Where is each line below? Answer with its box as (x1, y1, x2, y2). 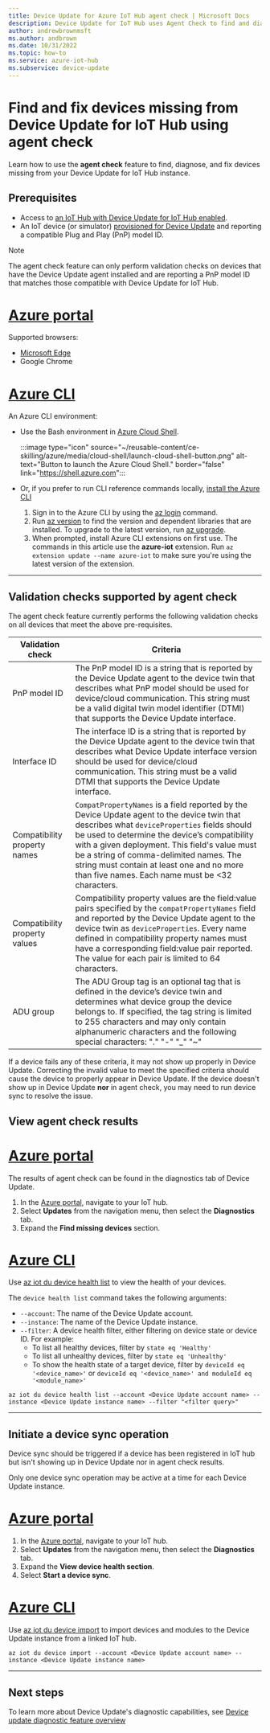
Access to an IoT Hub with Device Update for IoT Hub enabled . (19, 212, 228, 222)
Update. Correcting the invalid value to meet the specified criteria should (8, 1066, 249, 1075)
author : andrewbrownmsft (8, 27, 92, 35)
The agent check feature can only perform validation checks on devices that (8, 260, 262, 270)
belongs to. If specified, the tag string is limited (75, 1006, 252, 1018)
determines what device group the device (75, 996, 232, 1007)
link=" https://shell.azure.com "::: (19, 468, 126, 478)
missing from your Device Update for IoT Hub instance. (8, 168, 190, 178)
